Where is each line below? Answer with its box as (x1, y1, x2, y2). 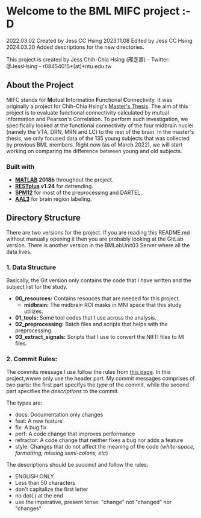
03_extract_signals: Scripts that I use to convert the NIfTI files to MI (14, 333, 185, 341)
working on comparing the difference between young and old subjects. (6, 147, 182, 154)
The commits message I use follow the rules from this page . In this (6, 368, 171, 376)
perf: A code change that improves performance (14, 430, 135, 438)
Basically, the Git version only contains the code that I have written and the (6, 277, 191, 284)
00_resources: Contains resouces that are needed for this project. (14, 295, 181, 302)
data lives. (6, 248, 32, 255)
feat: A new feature (14, 417, 63, 425)
